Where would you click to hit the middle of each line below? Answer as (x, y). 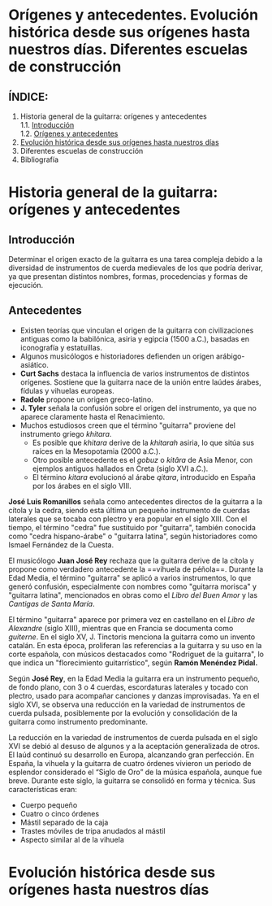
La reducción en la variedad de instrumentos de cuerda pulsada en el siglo (133, 737)
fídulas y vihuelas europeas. (67, 390)
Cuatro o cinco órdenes (60, 813)
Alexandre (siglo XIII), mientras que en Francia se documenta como (121, 628)
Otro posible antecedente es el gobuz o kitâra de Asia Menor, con (142, 460)
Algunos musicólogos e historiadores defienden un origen (117, 356)
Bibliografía (39, 159)
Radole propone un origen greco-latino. (87, 399)
